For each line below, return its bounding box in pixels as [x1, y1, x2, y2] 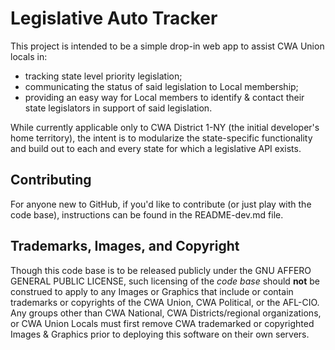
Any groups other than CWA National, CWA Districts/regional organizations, [10, 307, 322, 319]
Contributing [10, 172, 92, 189]
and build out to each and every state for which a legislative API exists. [10, 142, 302, 154]
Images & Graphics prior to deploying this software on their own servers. [10, 328, 310, 340]
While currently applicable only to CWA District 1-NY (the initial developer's [10, 121, 320, 133]
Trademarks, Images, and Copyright [10, 238, 240, 255]
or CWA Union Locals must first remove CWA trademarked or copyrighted [10, 317, 315, 329]
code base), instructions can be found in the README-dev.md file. [10, 208, 284, 221]
